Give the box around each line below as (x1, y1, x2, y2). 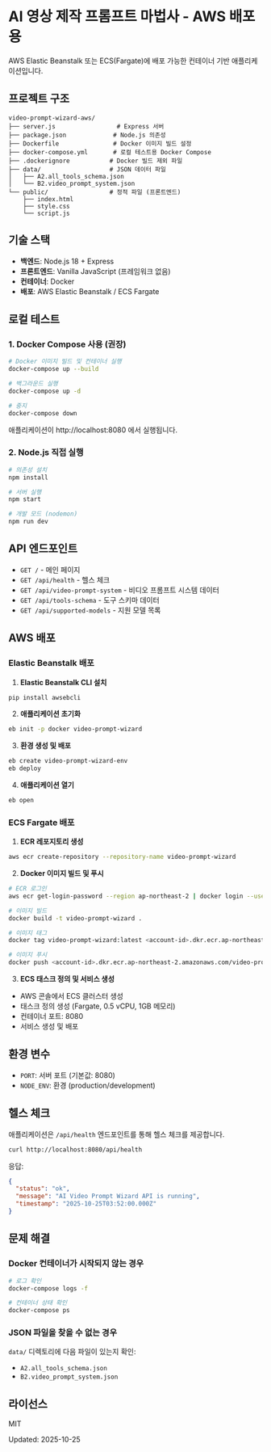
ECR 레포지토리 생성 (19, 837, 84, 847)
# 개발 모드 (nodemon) (8, 510, 78, 518)
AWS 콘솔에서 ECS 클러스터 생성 (19, 991, 123, 1001)
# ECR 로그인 (8, 885, 47, 893)
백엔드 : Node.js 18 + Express (19, 256, 115, 266)
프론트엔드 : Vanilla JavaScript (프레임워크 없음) (19, 266, 171, 276)
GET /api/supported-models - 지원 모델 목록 (19, 605, 161, 615)
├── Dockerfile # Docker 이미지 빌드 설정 (8, 139, 192, 148)
